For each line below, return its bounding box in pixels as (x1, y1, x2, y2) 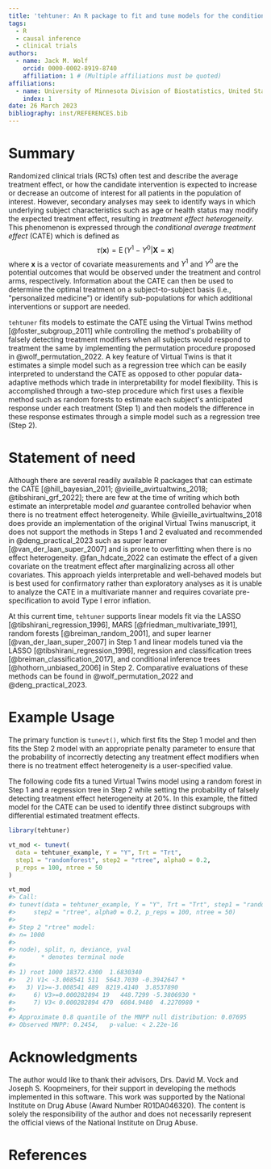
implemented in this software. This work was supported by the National (8, 1091, 246, 1101)
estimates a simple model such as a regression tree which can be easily (8, 360, 248, 370)
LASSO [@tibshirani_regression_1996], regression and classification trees (8, 645, 252, 655)
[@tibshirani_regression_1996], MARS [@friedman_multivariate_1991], (8, 620, 238, 630)
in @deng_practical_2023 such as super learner (8, 536, 168, 545)
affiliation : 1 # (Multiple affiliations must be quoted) (23, 72, 222, 80)
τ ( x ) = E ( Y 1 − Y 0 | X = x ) (96, 243, 175, 254)
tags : (8, 19, 27, 27)
